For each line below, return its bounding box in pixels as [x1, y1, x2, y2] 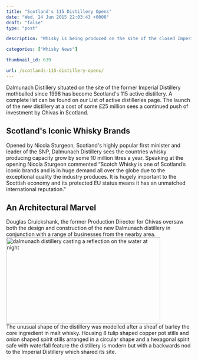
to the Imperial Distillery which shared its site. [6, 349, 117, 356]
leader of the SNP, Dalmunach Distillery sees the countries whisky [6, 148, 167, 155]
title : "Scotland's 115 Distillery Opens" [6, 8, 112, 15]
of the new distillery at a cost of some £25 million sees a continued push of [6, 103, 189, 110]
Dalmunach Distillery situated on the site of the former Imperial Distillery [6, 84, 181, 91]
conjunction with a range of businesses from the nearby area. [6, 231, 156, 238]
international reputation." [6, 185, 67, 192]
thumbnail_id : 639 [6, 57, 51, 63]
